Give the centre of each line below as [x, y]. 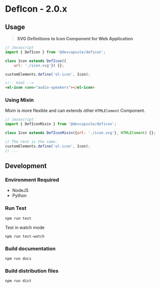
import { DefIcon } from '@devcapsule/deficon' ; [55, 52]
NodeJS [20, 191]
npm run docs [18, 259]
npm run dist [18, 281]
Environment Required [32, 180]
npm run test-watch [25, 236]
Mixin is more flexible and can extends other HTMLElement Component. [75, 111]
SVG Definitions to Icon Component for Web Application [75, 38]
